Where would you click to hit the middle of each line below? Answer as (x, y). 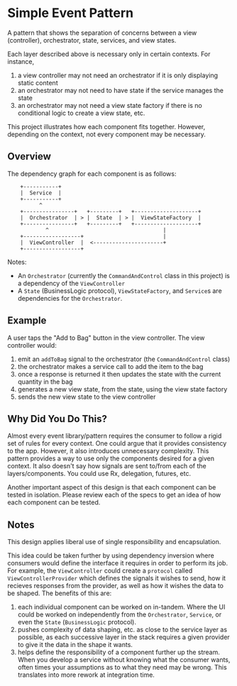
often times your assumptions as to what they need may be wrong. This (122, 668)
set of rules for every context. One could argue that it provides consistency (117, 443)
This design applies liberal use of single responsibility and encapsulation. (114, 542)
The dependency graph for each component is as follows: (92, 173)
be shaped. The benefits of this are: (60, 593)
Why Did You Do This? (57, 419)
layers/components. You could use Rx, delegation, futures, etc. (99, 474)
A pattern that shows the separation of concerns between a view (102, 33)
